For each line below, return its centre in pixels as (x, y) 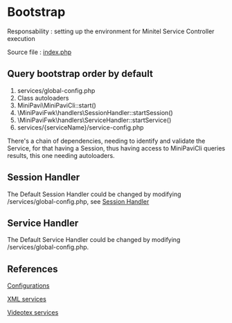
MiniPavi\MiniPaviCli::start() (57, 105)
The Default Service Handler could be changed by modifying (94, 240)
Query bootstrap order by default (80, 74)
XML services (27, 299)
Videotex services (33, 313)
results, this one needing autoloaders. (61, 155)
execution (21, 38)
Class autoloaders (43, 98)
